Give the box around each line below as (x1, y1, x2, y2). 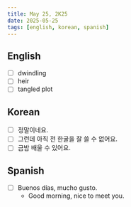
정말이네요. (17, 126, 49, 134)
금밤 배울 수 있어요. (17, 144, 71, 152)
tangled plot (17, 85, 53, 93)
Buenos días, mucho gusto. (17, 184, 98, 192)
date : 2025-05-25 (7, 17, 59, 24)
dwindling (17, 69, 47, 78)
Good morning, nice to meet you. (28, 191, 125, 200)
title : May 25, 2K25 (7, 10, 69, 18)
